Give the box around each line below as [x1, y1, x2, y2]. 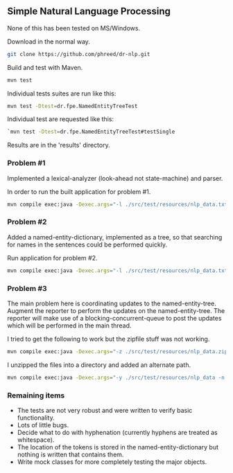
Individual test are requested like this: [7, 115, 114, 123]
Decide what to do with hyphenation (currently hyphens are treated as [17, 429, 218, 436]
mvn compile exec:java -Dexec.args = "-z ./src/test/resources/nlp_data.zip [7, 348, 228, 355]
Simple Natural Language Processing [7, 6, 171, 17]
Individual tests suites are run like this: [7, 89, 116, 98]
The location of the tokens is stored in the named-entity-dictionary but [17, 443, 218, 451]
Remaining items [7, 391, 65, 400]
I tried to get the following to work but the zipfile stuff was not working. [7, 334, 210, 343]
